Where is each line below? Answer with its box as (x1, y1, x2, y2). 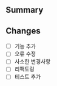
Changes (5, 26, 41, 36)
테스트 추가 (14, 73, 41, 81)
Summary (5, 5, 44, 15)
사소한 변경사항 (14, 58, 51, 65)
